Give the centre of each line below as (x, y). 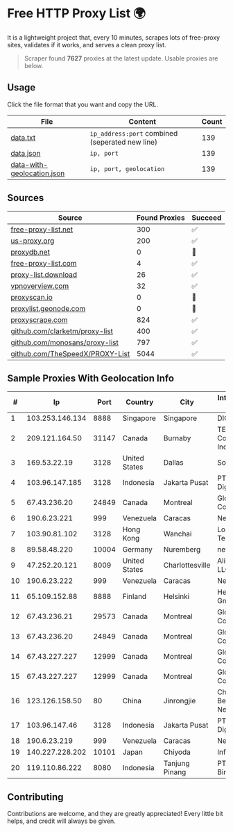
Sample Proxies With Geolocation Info (91, 378)
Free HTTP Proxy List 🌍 (77, 14)
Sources (26, 198)
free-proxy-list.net (42, 229)
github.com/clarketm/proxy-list (62, 331)
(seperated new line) (124, 142)
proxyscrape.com (39, 319)
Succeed (207, 218)
